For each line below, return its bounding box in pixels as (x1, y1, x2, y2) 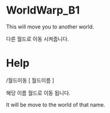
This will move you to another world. (6, 23, 94, 30)
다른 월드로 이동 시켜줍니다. (6, 35, 69, 42)
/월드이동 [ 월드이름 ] (6, 76, 55, 83)
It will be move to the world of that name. (6, 101, 105, 108)
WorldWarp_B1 (6, 4, 80, 17)
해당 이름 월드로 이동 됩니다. (6, 89, 71, 96)
